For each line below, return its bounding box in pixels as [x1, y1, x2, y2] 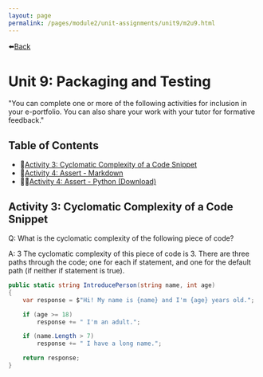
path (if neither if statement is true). [8, 266, 125, 276]
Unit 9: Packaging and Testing [8, 73, 211, 90]
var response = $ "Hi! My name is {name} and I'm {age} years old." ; [22, 296, 255, 304]
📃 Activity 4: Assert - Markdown [19, 168, 124, 178]
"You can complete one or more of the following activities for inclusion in [8, 99, 247, 108]
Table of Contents [8, 139, 100, 152]
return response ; [22, 354, 80, 363]
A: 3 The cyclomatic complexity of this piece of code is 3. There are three [8, 249, 249, 259]
